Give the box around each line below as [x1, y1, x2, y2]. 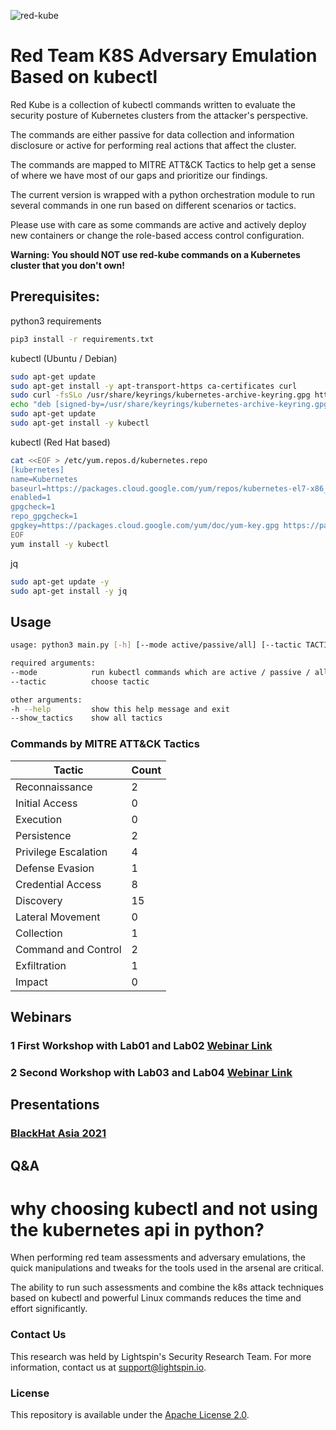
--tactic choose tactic [10, 676, 150, 687]
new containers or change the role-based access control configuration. [10, 229, 305, 241]
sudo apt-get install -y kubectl [10, 418, 150, 428]
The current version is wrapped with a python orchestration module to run [10, 188, 316, 200]
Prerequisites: [10, 288, 100, 305]
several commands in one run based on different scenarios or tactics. [10, 199, 297, 211]
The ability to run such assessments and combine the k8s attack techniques [10, 1281, 324, 1294]
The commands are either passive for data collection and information [10, 128, 295, 140]
